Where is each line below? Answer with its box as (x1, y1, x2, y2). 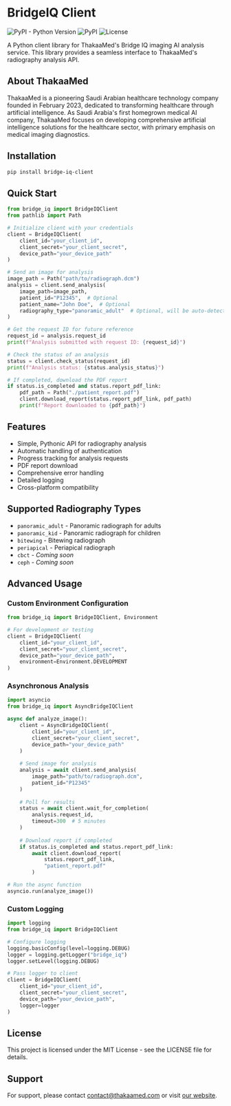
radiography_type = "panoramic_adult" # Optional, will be (19, 307, 189, 314)
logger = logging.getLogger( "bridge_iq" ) (7, 951, 128, 958)
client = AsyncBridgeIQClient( (19, 722, 109, 729)
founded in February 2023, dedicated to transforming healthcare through (7, 101, 214, 109)
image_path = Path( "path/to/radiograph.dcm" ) (7, 275, 140, 283)
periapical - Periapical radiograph (16, 543, 115, 552)
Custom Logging (7, 904, 64, 913)
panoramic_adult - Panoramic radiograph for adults (16, 521, 162, 530)
